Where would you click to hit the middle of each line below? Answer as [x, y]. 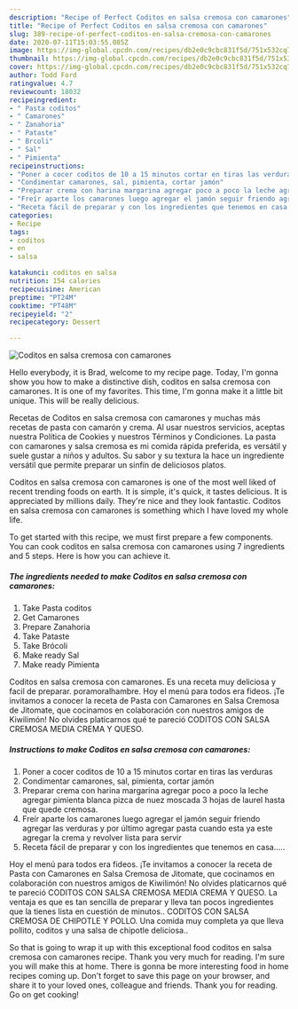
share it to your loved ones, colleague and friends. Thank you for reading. [143, 985]
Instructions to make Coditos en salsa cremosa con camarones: [130, 749]
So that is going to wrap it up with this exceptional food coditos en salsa [141, 948]
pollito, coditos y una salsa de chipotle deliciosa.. [99, 930]
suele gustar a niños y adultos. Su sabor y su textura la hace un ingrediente [147, 456]
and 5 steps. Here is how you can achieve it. [90, 556]
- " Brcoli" [31, 141]
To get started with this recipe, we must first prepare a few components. [141, 537]
